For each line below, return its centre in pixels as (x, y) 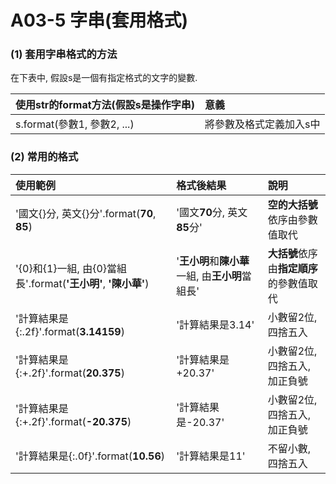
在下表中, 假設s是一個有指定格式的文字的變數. (104, 78)
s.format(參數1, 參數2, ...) (75, 124)
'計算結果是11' (211, 456)
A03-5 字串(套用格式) (99, 20)
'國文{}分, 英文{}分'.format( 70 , (86, 213)
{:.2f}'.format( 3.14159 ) (70, 331)
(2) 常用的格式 (44, 157)
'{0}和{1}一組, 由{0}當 (66, 268)
